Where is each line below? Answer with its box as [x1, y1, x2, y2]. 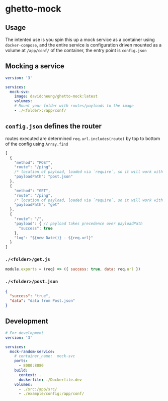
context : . [18, 372, 42, 377]
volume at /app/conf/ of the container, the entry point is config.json [5, 48, 147, 53]
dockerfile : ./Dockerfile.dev [18, 377, 82, 382]
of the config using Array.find [5, 141, 68, 147]
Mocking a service [5, 62, 64, 71]
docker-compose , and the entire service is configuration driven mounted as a [5, 42, 162, 48]
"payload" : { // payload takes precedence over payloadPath [14, 221, 143, 226]
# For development [5, 330, 44, 335]
